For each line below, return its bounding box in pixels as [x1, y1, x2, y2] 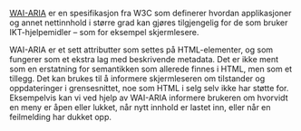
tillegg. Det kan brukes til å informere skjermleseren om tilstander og [9, 73, 266, 84]
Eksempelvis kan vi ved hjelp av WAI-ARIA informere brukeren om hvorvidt [9, 92, 288, 103]
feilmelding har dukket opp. [9, 112, 112, 122]
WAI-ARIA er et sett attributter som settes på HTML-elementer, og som [9, 44, 274, 55]
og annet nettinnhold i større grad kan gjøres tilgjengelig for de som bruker [9, 17, 288, 28]
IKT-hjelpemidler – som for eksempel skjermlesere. [9, 27, 199, 37]
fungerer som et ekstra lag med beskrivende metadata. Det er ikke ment [9, 54, 279, 64]
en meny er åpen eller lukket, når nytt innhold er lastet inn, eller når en [9, 102, 271, 112]
